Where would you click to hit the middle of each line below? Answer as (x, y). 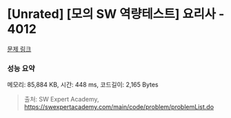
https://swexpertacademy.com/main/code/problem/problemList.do (119, 107)
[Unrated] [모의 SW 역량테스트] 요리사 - (116, 14)
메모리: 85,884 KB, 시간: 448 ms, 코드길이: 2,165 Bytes (83, 85)
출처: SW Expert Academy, (61, 99)
